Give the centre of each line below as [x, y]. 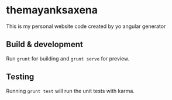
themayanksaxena [52, 10]
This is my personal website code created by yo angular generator [86, 26]
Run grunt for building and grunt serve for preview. [68, 58]
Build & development [44, 44]
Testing [20, 77]
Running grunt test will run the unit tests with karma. [70, 91]
